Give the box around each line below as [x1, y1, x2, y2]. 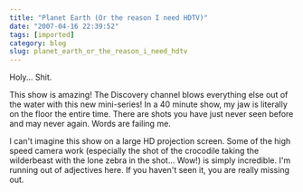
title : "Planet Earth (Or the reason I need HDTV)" [9, 13, 208, 23]
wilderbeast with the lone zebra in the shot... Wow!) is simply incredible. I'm [9, 155, 291, 166]
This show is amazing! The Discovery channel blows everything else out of [9, 90, 289, 101]
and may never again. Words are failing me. [9, 119, 172, 130]
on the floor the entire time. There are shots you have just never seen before [9, 109, 294, 120]
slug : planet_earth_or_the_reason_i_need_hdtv [9, 47, 188, 56]
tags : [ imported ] [9, 30, 75, 39]
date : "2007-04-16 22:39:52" [9, 22, 119, 31]
